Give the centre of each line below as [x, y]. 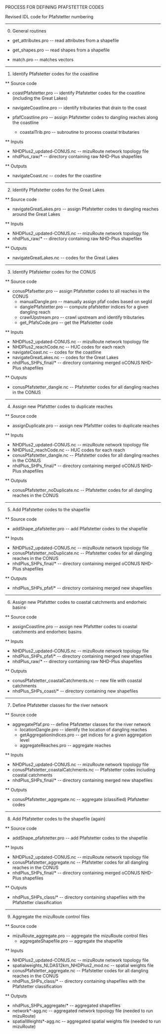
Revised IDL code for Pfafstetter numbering [49, 17]
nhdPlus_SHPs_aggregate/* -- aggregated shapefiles [66, 1005]
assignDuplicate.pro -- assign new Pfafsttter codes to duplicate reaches [86, 426]
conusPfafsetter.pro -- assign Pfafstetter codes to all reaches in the [81, 291]
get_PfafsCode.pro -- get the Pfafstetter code [66, 322]
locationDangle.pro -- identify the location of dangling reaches [83, 730]
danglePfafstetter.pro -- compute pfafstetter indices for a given [84, 307]
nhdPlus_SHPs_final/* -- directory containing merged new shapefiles [82, 780]
